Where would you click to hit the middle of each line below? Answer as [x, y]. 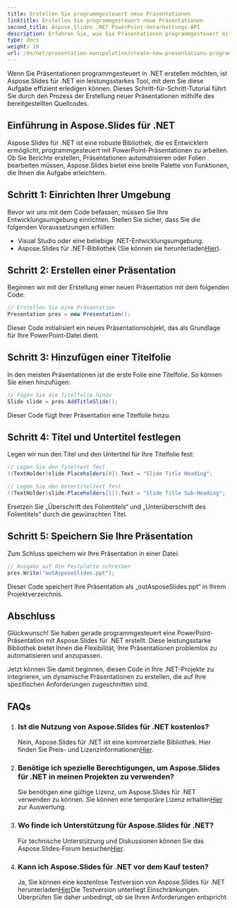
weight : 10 [23, 47]
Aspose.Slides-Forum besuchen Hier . [71, 848]
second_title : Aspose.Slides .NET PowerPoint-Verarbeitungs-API [104, 27]
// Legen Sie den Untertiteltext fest [64, 487]
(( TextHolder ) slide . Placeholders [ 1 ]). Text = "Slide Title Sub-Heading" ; [116, 493]
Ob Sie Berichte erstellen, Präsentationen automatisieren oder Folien [107, 158]
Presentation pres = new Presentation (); [69, 314]
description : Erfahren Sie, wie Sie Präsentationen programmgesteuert [113, 34]
